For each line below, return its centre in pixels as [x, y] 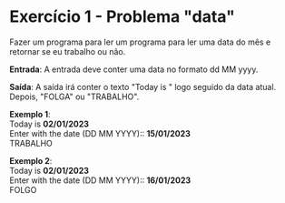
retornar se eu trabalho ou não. [68, 51]
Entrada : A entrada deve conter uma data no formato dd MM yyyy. [134, 69]
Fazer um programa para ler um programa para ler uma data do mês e [140, 42]
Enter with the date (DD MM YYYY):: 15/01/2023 [100, 133]
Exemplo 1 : [30, 114]
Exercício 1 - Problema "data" [123, 17]
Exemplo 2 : [31, 160]
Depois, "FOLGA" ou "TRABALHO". [74, 96]
